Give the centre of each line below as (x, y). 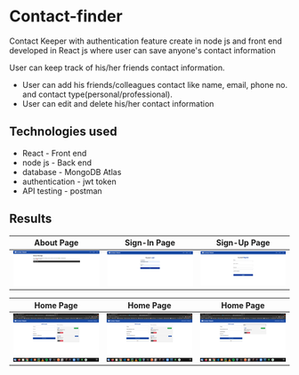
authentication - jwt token (69, 181)
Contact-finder (66, 16)
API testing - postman (62, 191)
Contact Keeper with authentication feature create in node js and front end (146, 41)
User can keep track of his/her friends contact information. (117, 68)
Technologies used (63, 132)
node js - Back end (57, 163)
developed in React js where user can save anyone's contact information (142, 50)
